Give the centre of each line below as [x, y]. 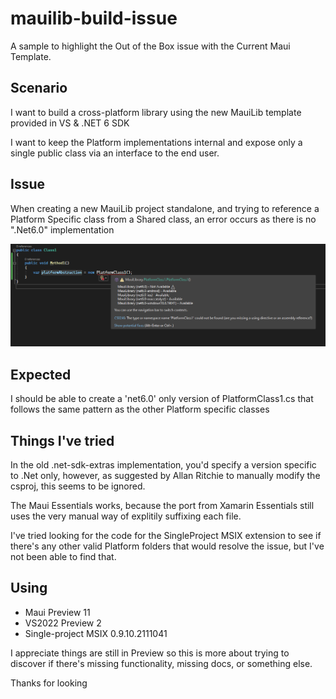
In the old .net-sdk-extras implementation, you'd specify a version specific [163, 465]
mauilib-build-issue [94, 18]
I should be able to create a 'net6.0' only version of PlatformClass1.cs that [162, 399]
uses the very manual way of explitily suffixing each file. [126, 516]
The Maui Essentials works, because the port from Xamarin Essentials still [162, 506]
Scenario [39, 88]
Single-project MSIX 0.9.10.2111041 [96, 633]
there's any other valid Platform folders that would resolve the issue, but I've [167, 546]
